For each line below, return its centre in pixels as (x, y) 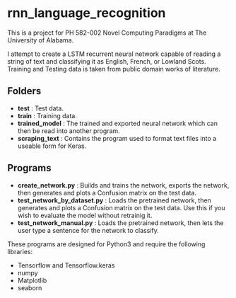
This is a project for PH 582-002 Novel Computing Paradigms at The (107, 33)
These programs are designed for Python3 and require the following (106, 244)
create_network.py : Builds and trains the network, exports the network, (123, 185)
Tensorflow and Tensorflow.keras (66, 265)
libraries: (20, 251)
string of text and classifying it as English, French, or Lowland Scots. (107, 61)
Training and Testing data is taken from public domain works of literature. (114, 69)
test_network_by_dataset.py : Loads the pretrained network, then (114, 200)
